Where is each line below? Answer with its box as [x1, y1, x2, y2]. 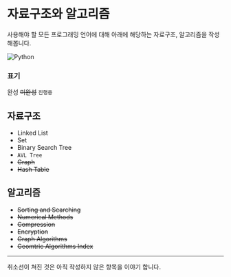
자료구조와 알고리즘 [7, 6, 110, 22]
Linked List [16, 129, 48, 137]
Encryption [16, 228, 49, 236]
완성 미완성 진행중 [7, 88, 53, 96]
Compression [16, 220, 56, 228]
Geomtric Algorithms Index [16, 242, 93, 250]
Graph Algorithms [16, 234, 67, 243]
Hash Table [16, 166, 49, 174]
